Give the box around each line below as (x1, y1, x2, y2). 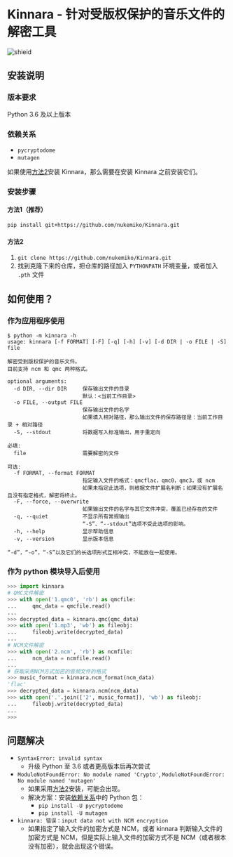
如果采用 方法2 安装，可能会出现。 (27, 785, 125, 793)
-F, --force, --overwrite (13, 498, 90, 505)
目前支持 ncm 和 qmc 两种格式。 (7, 365, 91, 372)
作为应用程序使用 (7, 315, 65, 325)
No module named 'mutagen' (17, 778, 97, 785)
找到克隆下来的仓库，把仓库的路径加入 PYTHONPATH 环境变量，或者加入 (17, 261, 218, 270)
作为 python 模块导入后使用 (7, 566, 100, 576)
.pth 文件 (17, 270, 45, 279)
